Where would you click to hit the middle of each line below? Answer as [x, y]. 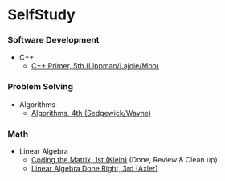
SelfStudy [41, 15]
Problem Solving [41, 87]
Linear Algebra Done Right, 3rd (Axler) [94, 169]
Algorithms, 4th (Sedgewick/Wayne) [91, 113]
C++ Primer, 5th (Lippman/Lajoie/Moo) [95, 66]
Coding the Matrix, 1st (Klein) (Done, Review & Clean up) [124, 160]
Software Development [53, 40]
